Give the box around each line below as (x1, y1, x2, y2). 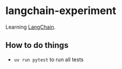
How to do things (5, 40, 69, 50)
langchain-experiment (5, 4, 116, 18)
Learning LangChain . (5, 23, 56, 30)
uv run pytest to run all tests (13, 56, 84, 63)
